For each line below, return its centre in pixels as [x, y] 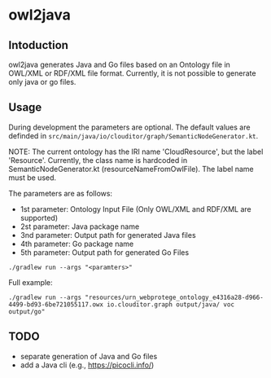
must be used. [33, 178]
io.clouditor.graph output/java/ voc [170, 304]
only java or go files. [42, 82]
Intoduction [39, 45]
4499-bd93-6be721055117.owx [56, 304]
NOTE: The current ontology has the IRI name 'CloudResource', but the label [136, 152]
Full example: [31, 282]
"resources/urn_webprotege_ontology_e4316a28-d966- [175, 297]
